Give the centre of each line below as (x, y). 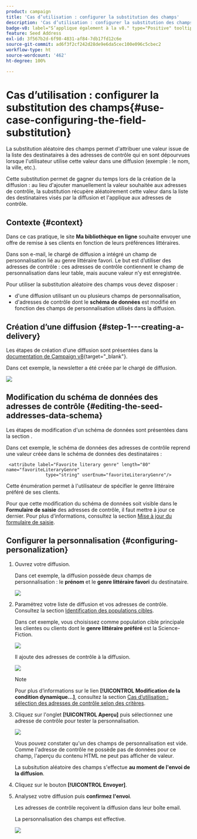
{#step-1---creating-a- (141, 327)
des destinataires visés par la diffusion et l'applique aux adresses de (89, 198)
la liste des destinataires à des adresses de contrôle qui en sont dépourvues (98, 155)
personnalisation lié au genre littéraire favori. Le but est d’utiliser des (89, 261)
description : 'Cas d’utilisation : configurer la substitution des (90, 22)
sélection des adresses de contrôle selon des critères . (80, 703)
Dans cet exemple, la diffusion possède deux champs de (83, 575)
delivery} (23, 336)
